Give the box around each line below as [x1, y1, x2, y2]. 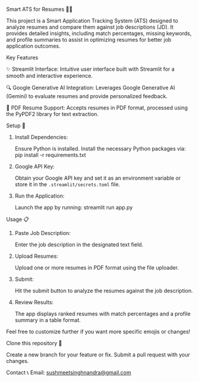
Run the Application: [14, 192, 65, 199]
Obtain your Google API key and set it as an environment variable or [14, 174, 181, 181]
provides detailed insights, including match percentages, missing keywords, [6, 30, 192, 37]
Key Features [6, 54, 39, 61]
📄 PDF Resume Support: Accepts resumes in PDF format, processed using [6, 104, 188, 111]
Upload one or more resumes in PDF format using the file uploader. [14, 264, 179, 271]
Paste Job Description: [14, 230, 71, 236]
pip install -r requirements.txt [14, 152, 86, 158]
